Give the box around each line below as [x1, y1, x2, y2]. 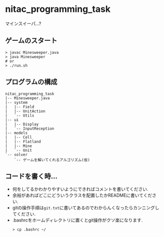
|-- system [5, 100, 28, 105]
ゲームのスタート [5, 36, 58, 45]
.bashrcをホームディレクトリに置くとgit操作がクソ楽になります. [12, 217, 143, 223]
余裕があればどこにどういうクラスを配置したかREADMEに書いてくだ [12, 192, 153, 198]
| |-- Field [5, 104, 35, 109]
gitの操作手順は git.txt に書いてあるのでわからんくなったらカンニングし [12, 205, 160, 211]
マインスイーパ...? [5, 20, 41, 26]
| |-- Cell [5, 135, 32, 140]
